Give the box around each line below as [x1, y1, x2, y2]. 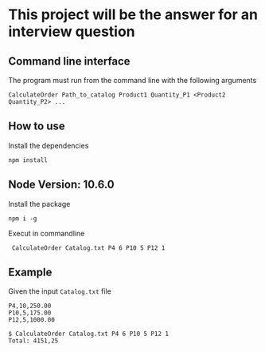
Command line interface [8, 54, 131, 68]
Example [8, 266, 53, 279]
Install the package [8, 199, 71, 208]
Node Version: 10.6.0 [8, 178, 115, 192]
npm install [8, 156, 48, 164]
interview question [8, 22, 135, 41]
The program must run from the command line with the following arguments [8, 76, 257, 85]
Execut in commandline [8, 228, 85, 238]
